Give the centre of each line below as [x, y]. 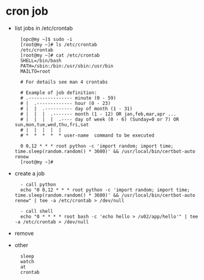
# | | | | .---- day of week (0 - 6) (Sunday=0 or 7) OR [100, 119]
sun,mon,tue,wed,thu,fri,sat [52, 124]
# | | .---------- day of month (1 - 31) [76, 109]
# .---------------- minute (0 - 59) [68, 98]
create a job [30, 173]
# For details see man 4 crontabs [64, 82]
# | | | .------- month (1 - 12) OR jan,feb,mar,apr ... [98, 114]
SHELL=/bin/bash [41, 60]
